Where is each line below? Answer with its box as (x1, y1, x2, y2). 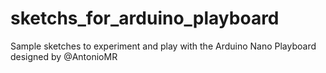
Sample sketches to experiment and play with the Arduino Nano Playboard (10, 40, 317, 52)
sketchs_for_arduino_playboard (10, 7, 280, 30)
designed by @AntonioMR (10, 50, 118, 62)
